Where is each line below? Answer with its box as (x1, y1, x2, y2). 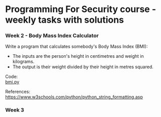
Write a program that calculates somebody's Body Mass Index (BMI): (5, 44, 148, 50)
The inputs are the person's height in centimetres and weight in (12, 53, 144, 59)
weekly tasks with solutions (5, 14, 124, 26)
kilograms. (12, 59, 35, 65)
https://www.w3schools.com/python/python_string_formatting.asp (5, 94, 143, 100)
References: (5, 89, 30, 95)
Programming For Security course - (5, 4, 156, 15)
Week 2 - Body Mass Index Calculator (5, 32, 99, 39)
